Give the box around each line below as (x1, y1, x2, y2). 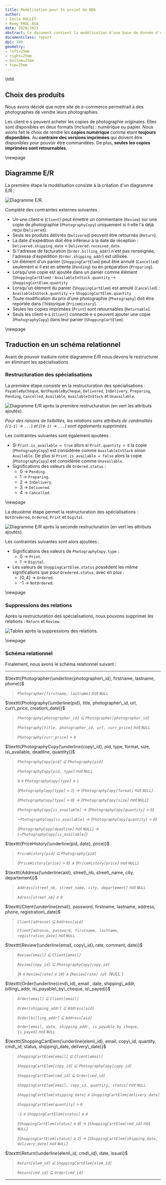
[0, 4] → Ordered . (19, 574, 54, 581)
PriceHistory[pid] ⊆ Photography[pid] (17, 851, 97, 856)
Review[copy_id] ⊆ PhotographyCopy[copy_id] (17, 961, 110, 968)
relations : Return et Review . (5, 618, 61, 624)
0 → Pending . (19, 468, 46, 474)
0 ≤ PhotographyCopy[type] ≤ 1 (17, 778, 79, 784)
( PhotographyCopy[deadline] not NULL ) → (17, 826, 100, 832)
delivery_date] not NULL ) (17, 1141, 68, 1147)
